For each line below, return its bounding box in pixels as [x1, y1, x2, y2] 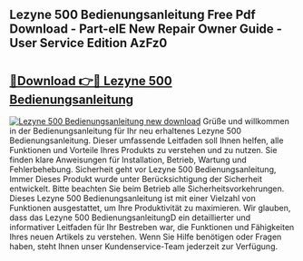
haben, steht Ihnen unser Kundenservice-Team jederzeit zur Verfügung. [9, 241, 279, 252]
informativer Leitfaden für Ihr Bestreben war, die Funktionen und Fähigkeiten [9, 222, 295, 232]
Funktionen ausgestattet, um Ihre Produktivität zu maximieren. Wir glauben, [9, 203, 291, 213]
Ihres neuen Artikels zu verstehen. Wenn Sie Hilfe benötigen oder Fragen [9, 231, 282, 242]
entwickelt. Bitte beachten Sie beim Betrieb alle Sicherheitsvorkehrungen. [9, 183, 285, 194]
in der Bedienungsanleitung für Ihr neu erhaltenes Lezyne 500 [9, 126, 242, 136]
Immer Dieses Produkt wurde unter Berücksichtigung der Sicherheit [9, 174, 263, 184]
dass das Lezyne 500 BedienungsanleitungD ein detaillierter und [9, 212, 251, 223]
